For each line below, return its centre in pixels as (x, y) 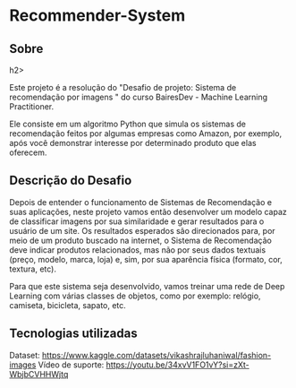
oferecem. (28, 152)
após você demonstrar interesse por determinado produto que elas (133, 143)
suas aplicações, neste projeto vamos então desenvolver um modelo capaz (148, 211)
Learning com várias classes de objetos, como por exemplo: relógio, (135, 296)
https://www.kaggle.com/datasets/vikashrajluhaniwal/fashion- (156, 355)
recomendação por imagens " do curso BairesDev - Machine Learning (139, 97)
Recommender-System (97, 16)
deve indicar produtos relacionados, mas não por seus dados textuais (138, 250)
